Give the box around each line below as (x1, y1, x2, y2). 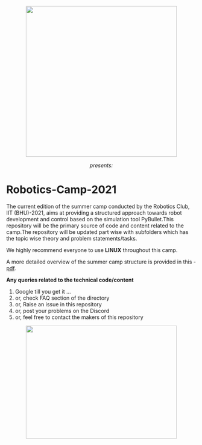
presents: (89, 162, 113, 169)
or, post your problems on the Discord (14, 307, 110, 314)
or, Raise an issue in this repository (14, 300, 103, 308)
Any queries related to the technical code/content (6, 276, 134, 283)
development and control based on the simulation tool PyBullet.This (6, 215, 174, 222)
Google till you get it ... (14, 288, 71, 295)
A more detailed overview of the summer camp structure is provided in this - (6, 258, 196, 265)
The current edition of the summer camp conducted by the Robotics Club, (6, 203, 190, 210)
